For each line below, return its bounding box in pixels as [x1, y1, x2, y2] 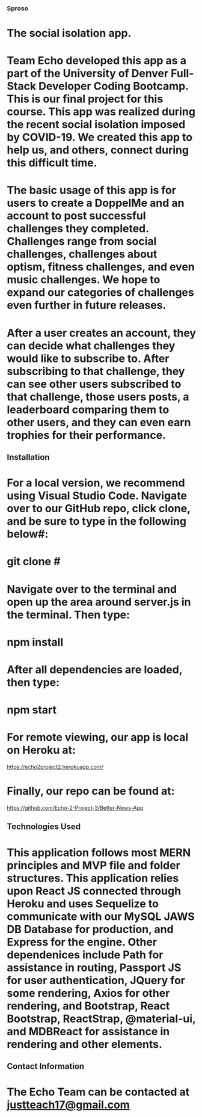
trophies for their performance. [7, 428, 166, 442]
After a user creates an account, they [7, 326, 197, 340]
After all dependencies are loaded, [7, 663, 183, 676]
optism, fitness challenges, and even [7, 260, 195, 274]
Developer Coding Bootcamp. [38, 79, 189, 93]
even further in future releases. [7, 299, 167, 312]
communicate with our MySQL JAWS [7, 910, 195, 923]
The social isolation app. [7, 26, 132, 40]
